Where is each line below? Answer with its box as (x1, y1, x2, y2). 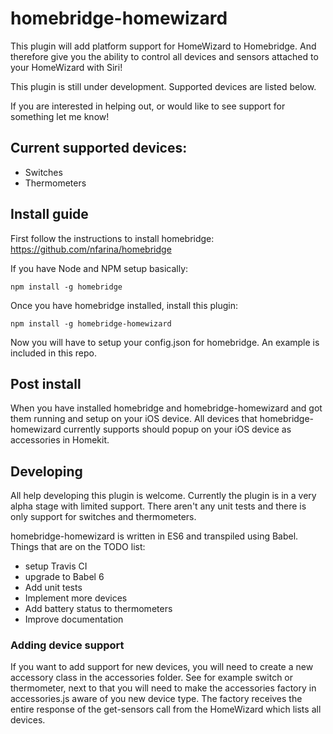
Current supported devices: (10, 140, 188, 157)
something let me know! (10, 110, 110, 122)
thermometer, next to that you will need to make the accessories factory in (10, 682, 317, 694)
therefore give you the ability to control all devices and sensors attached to (10, 50, 319, 62)
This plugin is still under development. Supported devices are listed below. (10, 80, 317, 92)
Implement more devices (24, 592, 128, 604)
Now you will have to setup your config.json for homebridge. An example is (10, 336, 320, 348)
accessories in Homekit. (10, 434, 110, 446)
